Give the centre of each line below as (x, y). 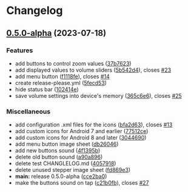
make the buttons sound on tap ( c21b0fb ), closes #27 (82, 183)
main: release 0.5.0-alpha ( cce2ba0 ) (61, 176)
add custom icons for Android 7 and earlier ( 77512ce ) (82, 131)
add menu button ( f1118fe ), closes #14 (62, 76)
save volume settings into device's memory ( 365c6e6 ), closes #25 (98, 95)
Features (20, 50)
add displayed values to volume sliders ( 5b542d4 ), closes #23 (93, 70)
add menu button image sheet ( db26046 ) (67, 144)
